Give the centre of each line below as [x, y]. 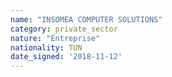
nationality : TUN [46, 47]
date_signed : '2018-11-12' [66, 57]
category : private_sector [64, 29]
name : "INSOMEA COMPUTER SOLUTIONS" [86, 19]
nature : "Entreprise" [55, 38]
